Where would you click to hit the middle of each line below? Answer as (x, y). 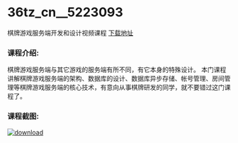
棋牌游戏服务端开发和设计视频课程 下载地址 (70, 33)
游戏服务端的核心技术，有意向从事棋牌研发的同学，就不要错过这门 (128, 87)
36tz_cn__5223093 (66, 12)
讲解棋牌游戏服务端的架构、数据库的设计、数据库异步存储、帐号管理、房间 (116, 79)
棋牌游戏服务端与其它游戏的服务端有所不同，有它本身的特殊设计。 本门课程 (117, 70)
